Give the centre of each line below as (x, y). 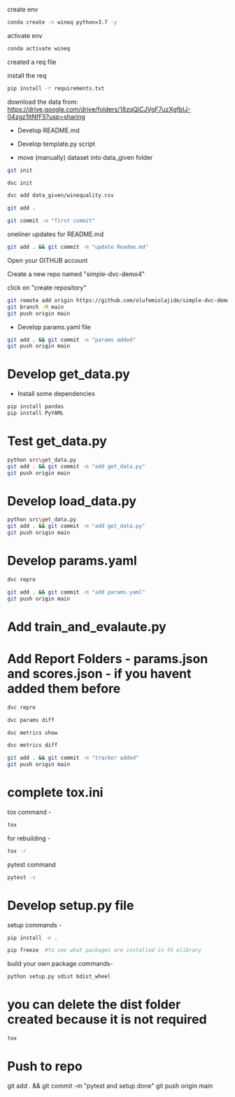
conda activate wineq (39, 48)
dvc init (20, 183)
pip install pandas (36, 407)
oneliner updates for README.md (55, 234)
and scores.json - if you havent (99, 674)
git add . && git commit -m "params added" (72, 340)
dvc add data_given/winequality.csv (60, 196)
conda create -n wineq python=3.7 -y (62, 22)
